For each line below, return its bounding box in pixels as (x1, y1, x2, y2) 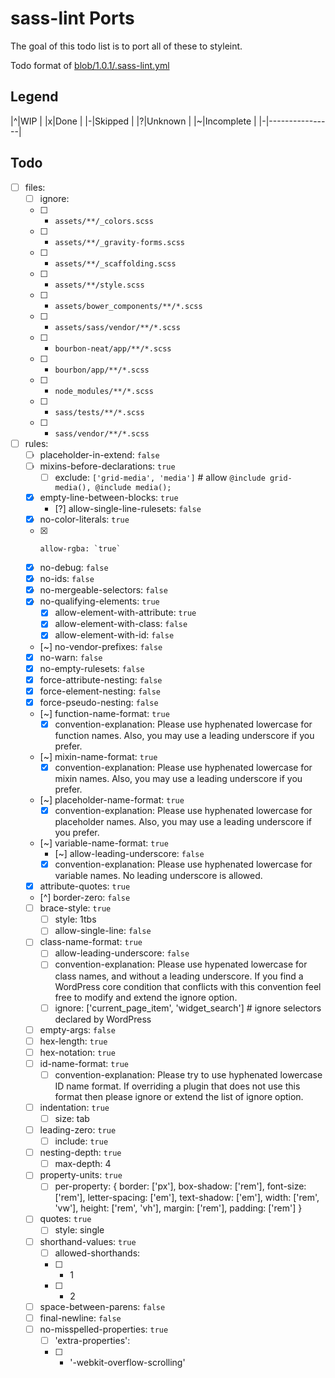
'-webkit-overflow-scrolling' (69, 1356, 186, 1368)
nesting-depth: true (39, 1147, 122, 1159)
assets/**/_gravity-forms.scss (54, 237, 185, 247)
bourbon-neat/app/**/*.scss (54, 343, 172, 354)
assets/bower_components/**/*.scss (54, 301, 203, 311)
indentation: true (39, 1101, 110, 1113)
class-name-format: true (39, 936, 143, 948)
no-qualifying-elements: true (39, 595, 160, 607)
